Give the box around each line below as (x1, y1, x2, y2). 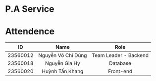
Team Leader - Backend (91, 52, 149, 59)
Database (108, 60, 132, 67)
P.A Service (5, 3, 54, 15)
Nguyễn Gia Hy (45, 60, 81, 67)
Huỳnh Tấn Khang (42, 68, 84, 75)
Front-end (108, 68, 133, 75)
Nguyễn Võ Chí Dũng (38, 52, 87, 59)
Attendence (5, 26, 55, 37)
